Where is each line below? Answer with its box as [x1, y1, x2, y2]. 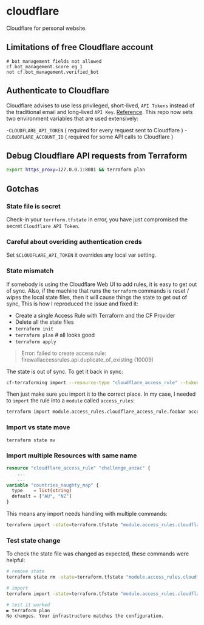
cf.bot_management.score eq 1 [6, 63, 83, 70]
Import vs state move [6, 423, 70, 432]
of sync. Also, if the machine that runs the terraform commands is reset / [6, 287, 189, 294]
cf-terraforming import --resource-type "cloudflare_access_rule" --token [6, 379, 200, 385]
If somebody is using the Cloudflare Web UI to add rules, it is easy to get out [6, 280, 197, 288]
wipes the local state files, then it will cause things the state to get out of [6, 293, 188, 301]
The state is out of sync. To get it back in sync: [6, 368, 123, 375]
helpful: [6, 557, 25, 564]
